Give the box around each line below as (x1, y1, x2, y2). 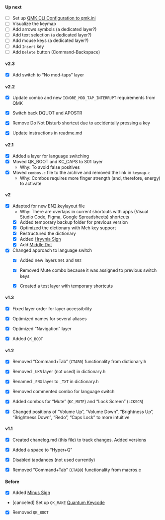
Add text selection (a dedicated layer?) (12, 32, 92, 38)
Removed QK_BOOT (12, 510, 49, 516)
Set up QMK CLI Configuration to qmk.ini (12, 15, 96, 21)
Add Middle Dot (19, 242, 52, 248)
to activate (19, 180, 42, 186)
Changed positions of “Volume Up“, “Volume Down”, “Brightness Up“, (12, 409, 154, 415)
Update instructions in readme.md (12, 130, 82, 136)
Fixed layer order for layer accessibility (12, 305, 92, 312)
